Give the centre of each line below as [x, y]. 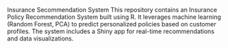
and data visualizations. [40, 39]
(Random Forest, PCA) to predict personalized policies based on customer [112, 24]
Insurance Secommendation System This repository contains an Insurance [112, 10]
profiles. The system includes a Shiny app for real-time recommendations [111, 31]
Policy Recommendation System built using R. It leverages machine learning [114, 17]
